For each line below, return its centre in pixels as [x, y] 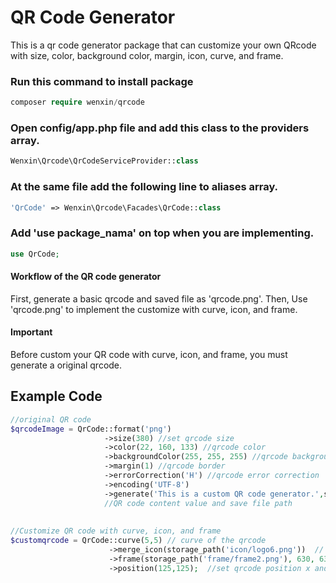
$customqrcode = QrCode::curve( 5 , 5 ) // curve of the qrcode [138, 541]
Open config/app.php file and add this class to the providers [160, 128]
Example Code [56, 396]
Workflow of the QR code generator [86, 277]
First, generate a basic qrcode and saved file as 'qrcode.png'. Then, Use [159, 298]
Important [31, 332]
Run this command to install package [102, 81]
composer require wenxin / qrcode [77, 102]
